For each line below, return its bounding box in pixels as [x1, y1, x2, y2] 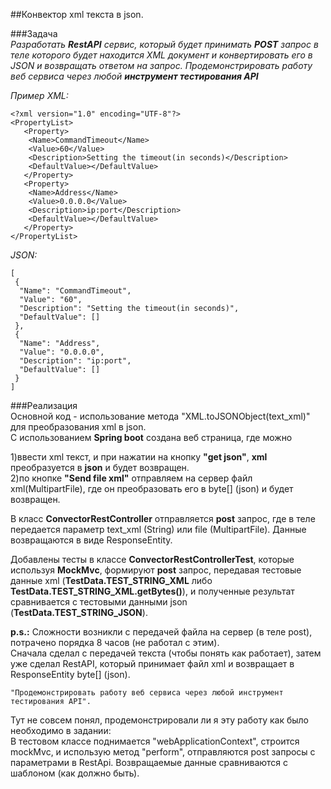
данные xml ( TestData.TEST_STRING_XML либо [10, 575, 213, 586]
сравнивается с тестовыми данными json [10, 596, 188, 608]
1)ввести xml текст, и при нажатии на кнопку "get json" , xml [10, 451, 268, 463]
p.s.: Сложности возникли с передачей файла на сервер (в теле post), [10, 626, 313, 638]
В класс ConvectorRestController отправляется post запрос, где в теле [10, 513, 316, 524]
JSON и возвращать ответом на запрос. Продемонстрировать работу [10, 60, 313, 71]
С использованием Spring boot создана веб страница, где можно [10, 432, 293, 443]
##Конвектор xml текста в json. [10, 9, 144, 20]
